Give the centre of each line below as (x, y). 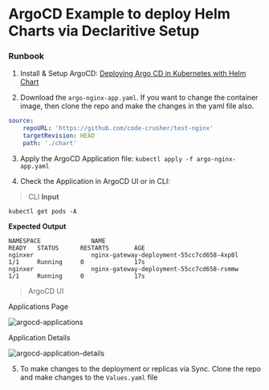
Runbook (26, 56)
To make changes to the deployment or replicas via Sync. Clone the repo (140, 368)
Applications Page (39, 307)
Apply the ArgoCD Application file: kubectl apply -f (106, 158)
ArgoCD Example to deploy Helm (119, 14)
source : (21, 121)
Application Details (39, 337)
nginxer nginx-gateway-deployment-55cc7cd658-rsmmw (124, 269)
